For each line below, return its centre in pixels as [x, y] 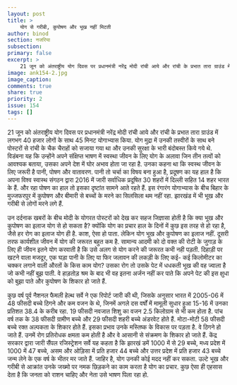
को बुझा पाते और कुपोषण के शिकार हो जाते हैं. [57, 281]
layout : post [26, 14]
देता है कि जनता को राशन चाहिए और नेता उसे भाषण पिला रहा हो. [78, 374]
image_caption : [30, 79]
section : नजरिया [29, 40]
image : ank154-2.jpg [38, 73]
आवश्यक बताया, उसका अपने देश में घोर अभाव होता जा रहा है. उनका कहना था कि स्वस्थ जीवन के [114, 164]
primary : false [30, 54]
